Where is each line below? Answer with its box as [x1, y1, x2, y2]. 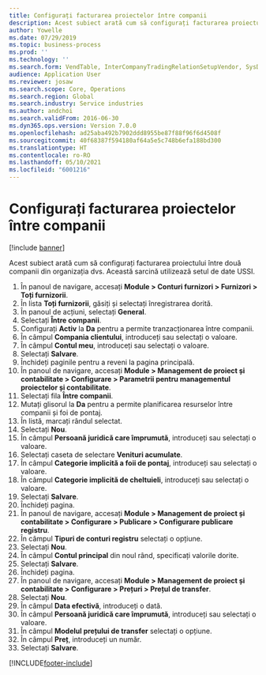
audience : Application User [9, 70, 102, 78]
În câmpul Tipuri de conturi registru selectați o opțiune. [20, 534, 203, 543]
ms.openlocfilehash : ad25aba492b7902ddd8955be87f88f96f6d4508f [9, 129, 222, 137]
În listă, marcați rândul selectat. [20, 416, 123, 425]
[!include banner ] [9, 243, 66, 252]
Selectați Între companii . [20, 315, 102, 325]
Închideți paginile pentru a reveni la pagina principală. [20, 357, 195, 367]
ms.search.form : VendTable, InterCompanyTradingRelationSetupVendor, [9, 63, 243, 71]
